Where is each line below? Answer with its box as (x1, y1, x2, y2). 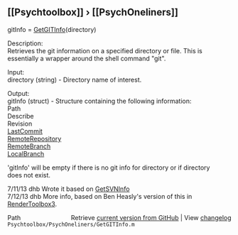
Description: (7, 39, 43, 48)
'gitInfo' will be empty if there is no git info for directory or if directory (7, 163, 210, 172)
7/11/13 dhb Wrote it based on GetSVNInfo (7, 185, 130, 193)
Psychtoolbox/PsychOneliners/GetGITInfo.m (7, 221, 135, 228)
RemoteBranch (7, 142, 51, 151)
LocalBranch (7, 149, 45, 158)
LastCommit (7, 126, 43, 135)
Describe (7, 111, 34, 120)
